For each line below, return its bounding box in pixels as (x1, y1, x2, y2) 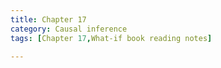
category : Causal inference (10, 24, 128, 34)
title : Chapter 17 (10, 14, 87, 25)
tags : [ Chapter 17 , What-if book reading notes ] (10, 33, 213, 43)
